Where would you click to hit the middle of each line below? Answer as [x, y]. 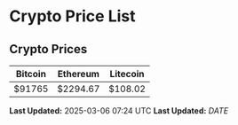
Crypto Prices [48, 49]
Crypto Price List [72, 16]
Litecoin [127, 74]
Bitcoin [31, 74]
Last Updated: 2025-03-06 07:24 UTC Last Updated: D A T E [119, 111]
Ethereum [79, 74]
